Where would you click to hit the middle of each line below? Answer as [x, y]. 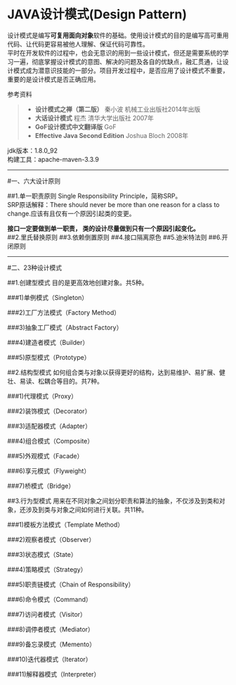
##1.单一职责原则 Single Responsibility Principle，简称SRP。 [94, 196]
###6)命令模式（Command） [50, 599]
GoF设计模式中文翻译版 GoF [76, 127]
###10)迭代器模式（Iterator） [50, 659]
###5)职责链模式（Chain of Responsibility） [71, 584]
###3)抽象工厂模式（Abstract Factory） [65, 327]
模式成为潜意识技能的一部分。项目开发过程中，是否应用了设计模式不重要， [121, 70]
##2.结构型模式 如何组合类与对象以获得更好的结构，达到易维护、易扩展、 [113, 372]
